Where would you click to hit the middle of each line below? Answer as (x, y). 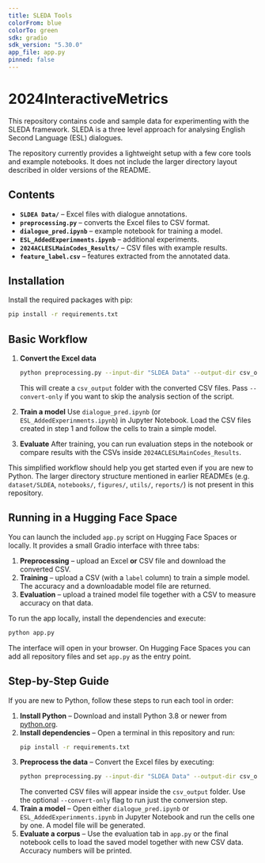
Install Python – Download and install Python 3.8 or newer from (123, 716)
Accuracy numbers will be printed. (76, 851)
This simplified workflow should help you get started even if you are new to (131, 468)
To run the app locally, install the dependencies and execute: (107, 618)
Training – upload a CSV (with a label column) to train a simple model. (135, 577)
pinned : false (32, 60)
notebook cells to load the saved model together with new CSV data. (131, 842)
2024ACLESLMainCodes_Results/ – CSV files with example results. (123, 247)
